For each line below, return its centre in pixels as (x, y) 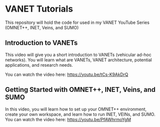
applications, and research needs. (39, 65)
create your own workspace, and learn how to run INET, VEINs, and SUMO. (80, 114)
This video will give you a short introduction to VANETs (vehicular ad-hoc (78, 54)
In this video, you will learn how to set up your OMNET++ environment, (76, 109)
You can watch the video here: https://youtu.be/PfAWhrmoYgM (68, 119)
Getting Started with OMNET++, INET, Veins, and (80, 90)
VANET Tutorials (39, 9)
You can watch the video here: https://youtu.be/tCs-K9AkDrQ (67, 74)
